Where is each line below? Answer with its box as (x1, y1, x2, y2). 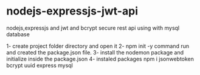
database (6, 30, 30, 37)
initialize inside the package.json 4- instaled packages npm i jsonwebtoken (6, 55, 195, 62)
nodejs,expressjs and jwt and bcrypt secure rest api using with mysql (6, 24, 180, 31)
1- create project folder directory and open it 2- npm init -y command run (6, 42, 190, 50)
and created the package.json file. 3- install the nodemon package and (6, 48, 184, 56)
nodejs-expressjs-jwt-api (6, 4, 139, 18)
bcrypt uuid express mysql (6, 62, 73, 69)
